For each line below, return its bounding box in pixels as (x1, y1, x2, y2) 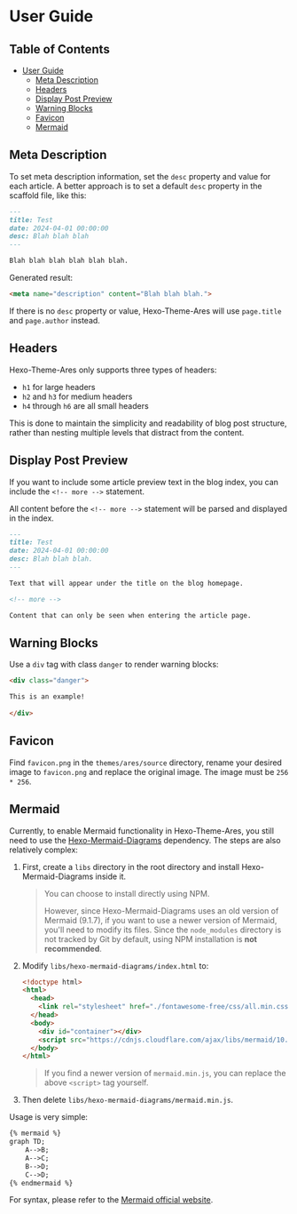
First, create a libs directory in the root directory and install (21, 861, 240, 872)
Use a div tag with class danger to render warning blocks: (9, 659, 219, 670)
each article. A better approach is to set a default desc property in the (9, 180, 262, 191)
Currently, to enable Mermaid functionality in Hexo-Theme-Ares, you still (9, 825, 275, 836)
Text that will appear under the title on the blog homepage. (9, 579, 244, 587)
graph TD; (9, 1138, 46, 1146)
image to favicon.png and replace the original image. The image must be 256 (9, 766, 289, 777)
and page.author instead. (9, 315, 100, 325)
